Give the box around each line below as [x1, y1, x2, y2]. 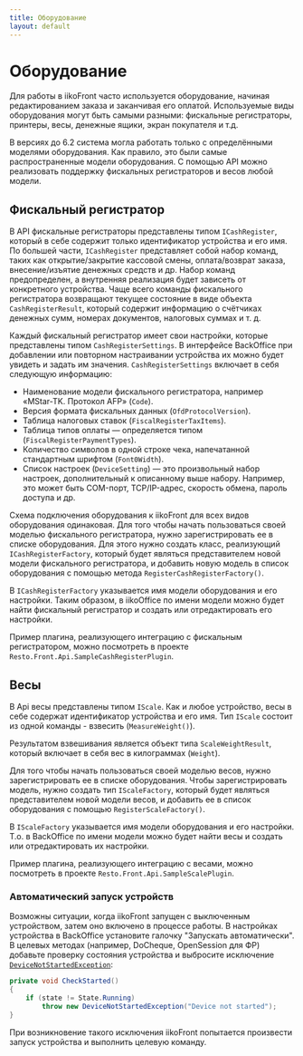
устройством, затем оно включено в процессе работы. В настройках [9, 921, 279, 932]
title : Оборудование [9, 13, 88, 23]
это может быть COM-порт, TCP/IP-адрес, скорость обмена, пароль [22, 482, 288, 494]
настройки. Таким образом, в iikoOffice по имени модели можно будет [9, 595, 285, 606]
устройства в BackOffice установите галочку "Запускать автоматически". [9, 930, 295, 941]
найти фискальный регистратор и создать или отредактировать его [9, 605, 273, 615]
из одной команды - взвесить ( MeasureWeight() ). [9, 721, 196, 731]
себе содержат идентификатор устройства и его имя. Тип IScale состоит [9, 711, 293, 722]
